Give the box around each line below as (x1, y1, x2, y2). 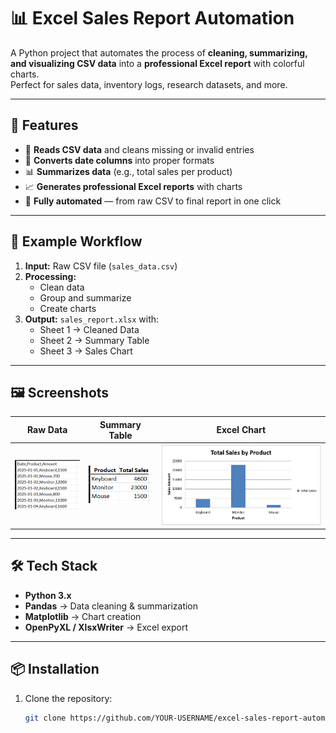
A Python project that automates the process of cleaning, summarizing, (10, 46, 308, 59)
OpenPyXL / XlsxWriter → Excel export (24, 621, 189, 633)
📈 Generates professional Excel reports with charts (24, 180, 243, 192)
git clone (24, 713, 67, 723)
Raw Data (26, 424, 68, 436)
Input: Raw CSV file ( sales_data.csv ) (24, 260, 178, 272)
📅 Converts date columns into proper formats (24, 154, 215, 166)
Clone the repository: (24, 692, 113, 704)
